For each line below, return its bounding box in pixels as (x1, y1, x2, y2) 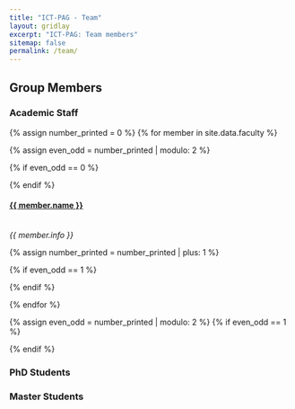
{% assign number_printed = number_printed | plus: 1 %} (9, 247, 220, 258)
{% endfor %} (9, 299, 61, 310)
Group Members (9, 80, 103, 95)
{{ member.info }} (9, 230, 74, 241)
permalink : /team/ (9, 47, 78, 56)
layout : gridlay (9, 22, 70, 31)
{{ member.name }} (9, 200, 83, 211)
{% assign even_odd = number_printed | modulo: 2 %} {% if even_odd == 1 (9, 316, 287, 328)
